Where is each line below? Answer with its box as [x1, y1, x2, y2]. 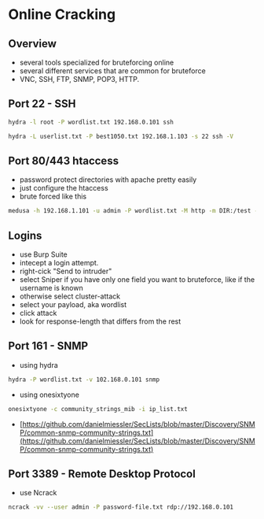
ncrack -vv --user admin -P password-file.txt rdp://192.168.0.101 [8, 503, 234, 511]
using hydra [19, 360, 59, 369]
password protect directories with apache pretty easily [19, 175, 197, 184]
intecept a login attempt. [19, 258, 99, 268]
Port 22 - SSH [8, 97, 76, 111]
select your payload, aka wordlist [19, 300, 127, 310]
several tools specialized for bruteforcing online [19, 57, 174, 67]
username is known [19, 284, 84, 293]
